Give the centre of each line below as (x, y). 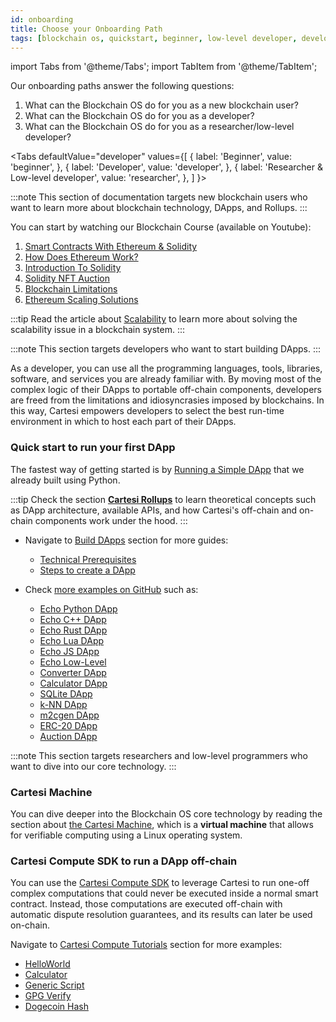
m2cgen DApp (69, 715)
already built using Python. (65, 480)
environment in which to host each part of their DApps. (123, 422)
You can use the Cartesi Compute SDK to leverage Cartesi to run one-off (160, 883)
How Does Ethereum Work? (81, 257)
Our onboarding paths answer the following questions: (122, 86)
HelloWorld (47, 964)
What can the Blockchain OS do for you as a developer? (139, 116)
